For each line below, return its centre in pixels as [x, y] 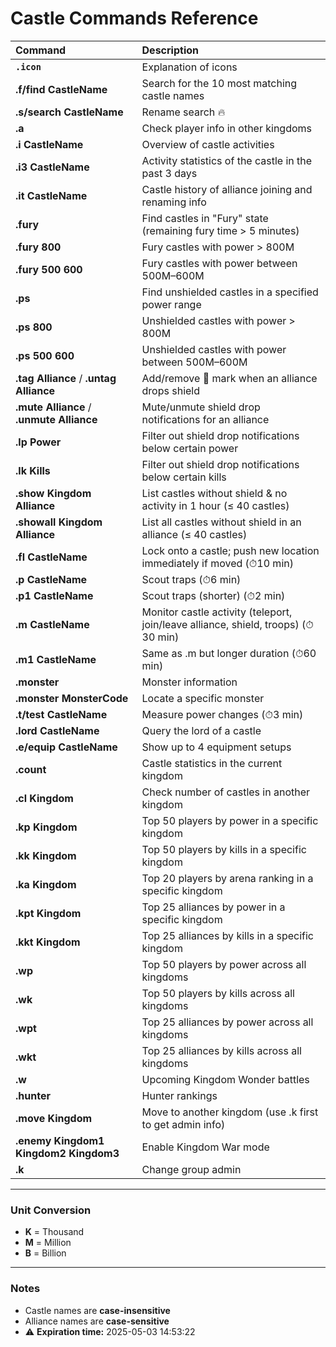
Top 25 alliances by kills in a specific [227, 935]
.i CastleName [49, 144]
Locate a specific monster [203, 698]
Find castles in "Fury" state [205, 218]
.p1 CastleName [54, 595]
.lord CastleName [57, 730]
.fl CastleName [51, 557]
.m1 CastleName [56, 659]
